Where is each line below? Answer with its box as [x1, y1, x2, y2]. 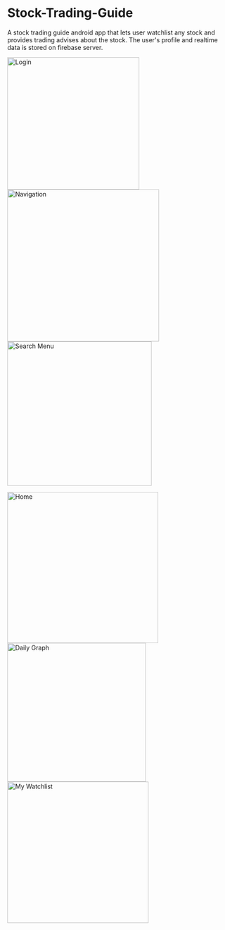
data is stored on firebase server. [7, 43, 103, 51]
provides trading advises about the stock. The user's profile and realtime [7, 35, 218, 44]
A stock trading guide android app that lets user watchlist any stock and [7, 28, 216, 37]
